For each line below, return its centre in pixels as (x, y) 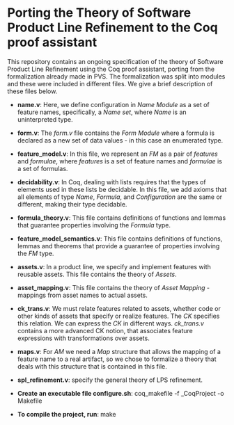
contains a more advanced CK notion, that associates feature (105, 330)
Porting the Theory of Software (99, 13)
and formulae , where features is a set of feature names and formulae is (120, 161)
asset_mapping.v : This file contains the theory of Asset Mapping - (114, 287)
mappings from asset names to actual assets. (83, 295)
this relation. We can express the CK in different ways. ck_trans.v (110, 323)
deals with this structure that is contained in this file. (92, 366)
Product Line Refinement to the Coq (112, 27)
